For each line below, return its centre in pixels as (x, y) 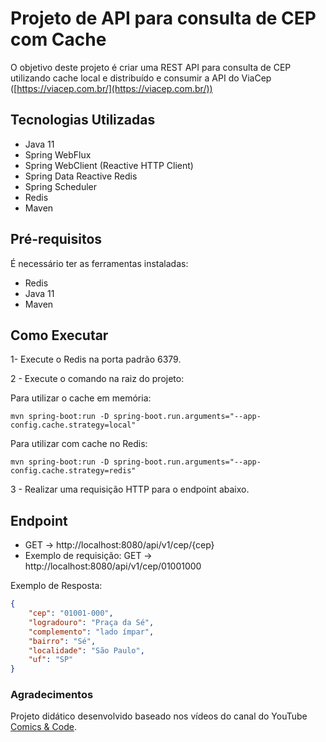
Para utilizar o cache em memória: (81, 398)
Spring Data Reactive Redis (81, 176)
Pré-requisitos (56, 239)
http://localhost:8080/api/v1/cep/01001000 (113, 566)
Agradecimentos (52, 695)
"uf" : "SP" (51, 660)
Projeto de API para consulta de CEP (163, 18)
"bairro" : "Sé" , (62, 641)
